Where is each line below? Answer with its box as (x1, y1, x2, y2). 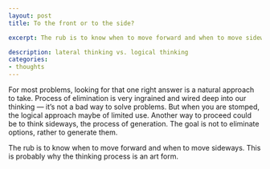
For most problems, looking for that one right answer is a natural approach (8, 85, 255, 95)
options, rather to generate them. (8, 127, 118, 137)
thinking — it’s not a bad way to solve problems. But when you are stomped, (8, 102, 260, 111)
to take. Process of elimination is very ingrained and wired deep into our (8, 94, 247, 103)
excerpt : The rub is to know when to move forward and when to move (8, 34, 243, 42)
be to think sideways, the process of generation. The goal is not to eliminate (8, 119, 260, 128)
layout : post (8, 11, 52, 20)
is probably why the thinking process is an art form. (8, 151, 179, 161)
